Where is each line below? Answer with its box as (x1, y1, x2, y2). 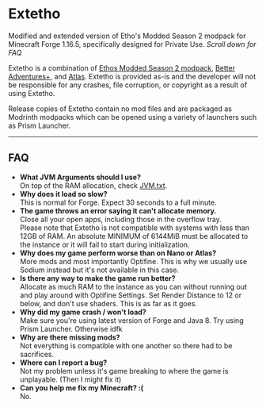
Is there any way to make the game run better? (19, 273, 176, 282)
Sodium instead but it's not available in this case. (19, 265, 180, 275)
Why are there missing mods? (19, 332, 120, 342)
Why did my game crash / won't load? (19, 307, 146, 317)
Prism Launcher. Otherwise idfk (19, 324, 123, 333)
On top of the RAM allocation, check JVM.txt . (19, 180, 168, 190)
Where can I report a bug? (19, 358, 108, 367)
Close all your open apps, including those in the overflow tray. (19, 214, 222, 224)
